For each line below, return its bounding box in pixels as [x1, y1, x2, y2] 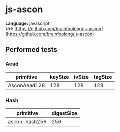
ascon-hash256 [8, 118, 47, 125]
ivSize [74, 73, 89, 80]
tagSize [93, 73, 112, 80]
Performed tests [5, 45, 58, 54]
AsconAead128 [8, 82, 45, 89]
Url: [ [5, 25, 16, 31]
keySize [50, 73, 69, 80]
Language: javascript [5, 20, 50, 26]
